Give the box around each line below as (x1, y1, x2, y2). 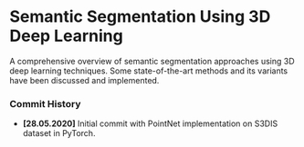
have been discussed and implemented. (9, 74, 160, 85)
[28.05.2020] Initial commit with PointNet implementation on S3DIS (22, 118, 278, 129)
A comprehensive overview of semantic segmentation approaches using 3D (9, 55, 295, 66)
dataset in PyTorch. (22, 128, 96, 139)
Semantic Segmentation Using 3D (9, 6, 271, 27)
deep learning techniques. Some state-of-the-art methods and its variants (9, 65, 288, 76)
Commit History (9, 97, 81, 110)
